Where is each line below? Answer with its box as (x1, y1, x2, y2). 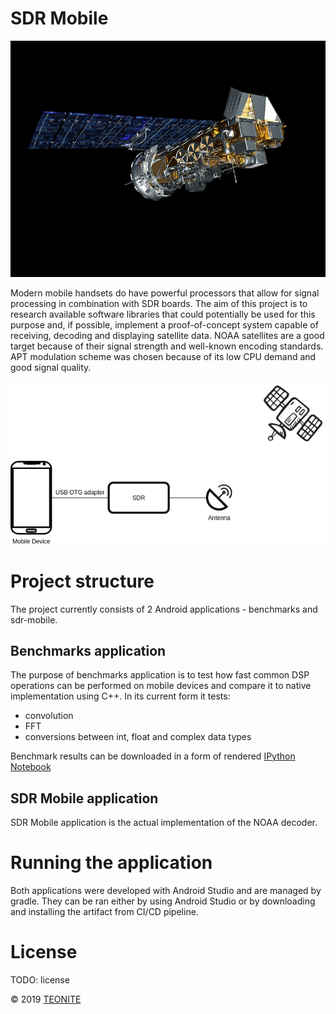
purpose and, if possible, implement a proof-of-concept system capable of (10, 318, 319, 331)
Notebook (10, 761, 52, 773)
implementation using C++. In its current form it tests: (10, 690, 231, 702)
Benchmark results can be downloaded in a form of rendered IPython (10, 750, 296, 762)
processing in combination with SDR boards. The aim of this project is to (10, 297, 308, 309)
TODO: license (10, 974, 70, 986)
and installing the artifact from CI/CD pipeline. (10, 906, 199, 918)
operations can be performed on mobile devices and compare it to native (10, 680, 312, 692)
